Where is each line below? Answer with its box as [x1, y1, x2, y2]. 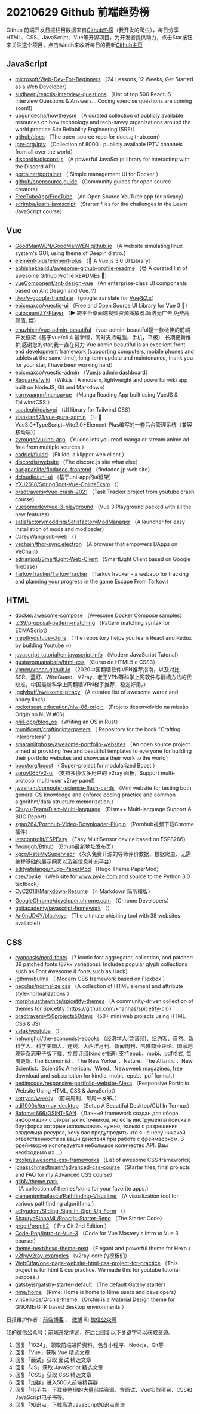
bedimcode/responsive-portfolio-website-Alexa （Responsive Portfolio [14, 1079, 190, 1087]
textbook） [14, 881, 42, 888]
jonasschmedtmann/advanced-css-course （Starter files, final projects [14, 1164, 190, 1171]
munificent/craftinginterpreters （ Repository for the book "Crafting [14, 726, 181, 733]
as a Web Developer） [14, 83, 70, 90]
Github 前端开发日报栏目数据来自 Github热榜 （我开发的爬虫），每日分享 [6, 26, 179, 33]
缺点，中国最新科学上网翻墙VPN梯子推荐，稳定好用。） [14, 681, 149, 688]
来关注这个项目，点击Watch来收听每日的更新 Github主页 [6, 41, 143, 48]
